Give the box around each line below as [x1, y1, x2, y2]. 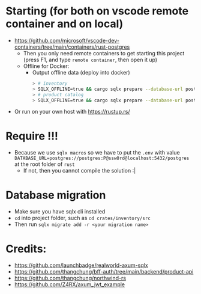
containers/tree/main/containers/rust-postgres [14, 43, 130, 51]
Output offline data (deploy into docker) [32, 69, 130, 76]
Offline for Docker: [23, 62, 70, 70]
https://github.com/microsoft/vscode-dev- [14, 37, 119, 44]
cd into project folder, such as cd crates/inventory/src [14, 215, 151, 222]
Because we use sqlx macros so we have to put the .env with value [14, 149, 181, 156]
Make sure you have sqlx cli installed [14, 208, 106, 215]
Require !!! [5, 129, 58, 142]
